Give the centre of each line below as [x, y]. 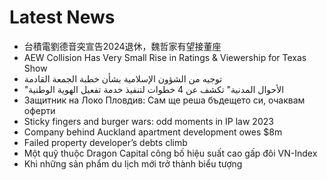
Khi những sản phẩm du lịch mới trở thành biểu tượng [133, 163]
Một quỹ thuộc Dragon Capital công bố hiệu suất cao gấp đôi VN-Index [170, 153]
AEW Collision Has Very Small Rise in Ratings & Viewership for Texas [165, 57]
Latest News [62, 17]
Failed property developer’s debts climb [105, 142]
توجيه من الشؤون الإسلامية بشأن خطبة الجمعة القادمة [123, 78]
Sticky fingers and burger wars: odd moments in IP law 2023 [148, 121]
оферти [39, 110]
